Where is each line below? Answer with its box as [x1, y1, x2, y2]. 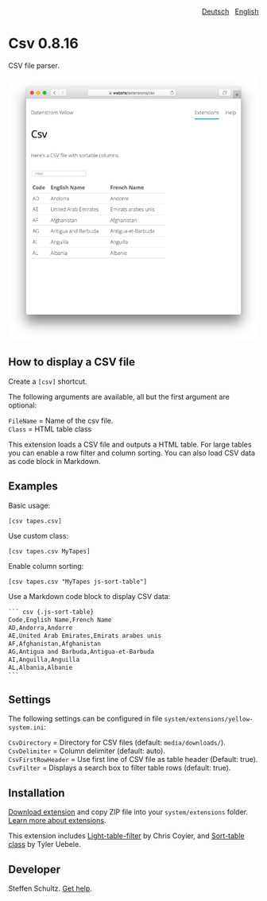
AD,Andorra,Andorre [8, 624, 73, 632]
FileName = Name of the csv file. [8, 416, 114, 425]
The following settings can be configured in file [8, 714, 163, 724]
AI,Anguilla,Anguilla [8, 655, 80, 663]
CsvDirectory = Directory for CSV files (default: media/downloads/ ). [8, 738, 226, 748]
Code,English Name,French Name [8, 616, 112, 624]
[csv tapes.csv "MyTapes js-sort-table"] [8, 578, 148, 586]
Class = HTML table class [8, 424, 92, 434]
